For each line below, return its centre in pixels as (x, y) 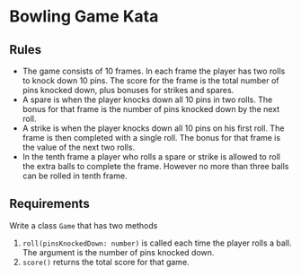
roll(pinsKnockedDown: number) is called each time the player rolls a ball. (157, 243)
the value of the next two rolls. (79, 147)
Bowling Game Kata (84, 17)
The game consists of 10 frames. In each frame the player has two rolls (154, 71)
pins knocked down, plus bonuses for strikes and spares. (128, 90)
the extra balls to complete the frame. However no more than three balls (155, 166)
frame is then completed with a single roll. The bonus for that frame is (151, 138)
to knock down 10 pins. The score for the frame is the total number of (151, 81)
